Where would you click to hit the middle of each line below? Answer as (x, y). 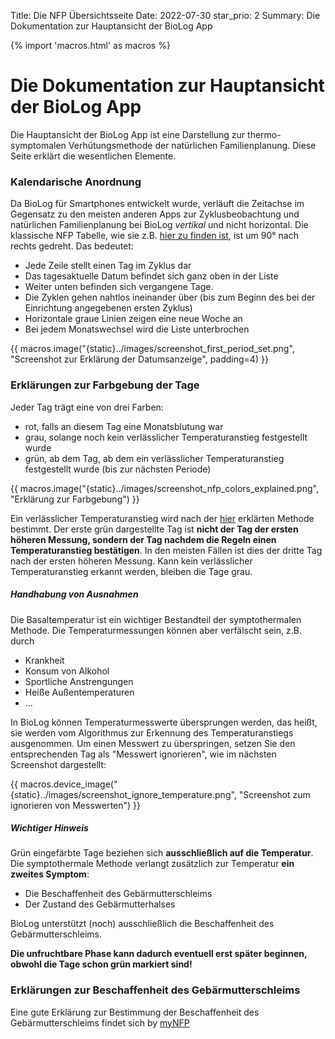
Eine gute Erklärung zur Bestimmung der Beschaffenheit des (135, 1012)
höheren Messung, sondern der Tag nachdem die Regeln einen (143, 539)
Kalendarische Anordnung (76, 182)
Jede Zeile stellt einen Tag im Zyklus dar (108, 266)
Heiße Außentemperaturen (79, 692)
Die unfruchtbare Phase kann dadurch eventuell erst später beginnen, (159, 954)
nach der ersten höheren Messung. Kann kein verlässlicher (131, 561)
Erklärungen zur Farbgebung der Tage (105, 385)
